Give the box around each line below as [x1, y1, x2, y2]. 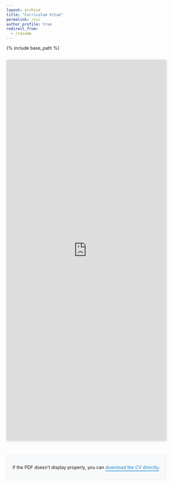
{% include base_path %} [6, 45, 60, 51]
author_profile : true [6, 21, 52, 27]
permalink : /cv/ [6, 17, 41, 22]
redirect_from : [6, 26, 39, 31]
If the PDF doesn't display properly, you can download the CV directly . [12, 464, 160, 470]
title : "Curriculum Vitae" [6, 12, 63, 17]
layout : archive [6, 7, 41, 13]
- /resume [11, 31, 31, 36]
